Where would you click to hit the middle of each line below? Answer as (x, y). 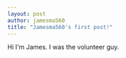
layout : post (27, 14)
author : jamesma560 (36, 21)
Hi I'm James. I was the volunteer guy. (63, 47)
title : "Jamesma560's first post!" (60, 27)
